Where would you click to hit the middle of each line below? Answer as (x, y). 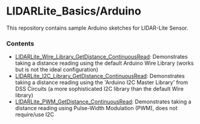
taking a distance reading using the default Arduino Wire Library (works (104, 63)
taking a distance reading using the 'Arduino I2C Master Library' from (102, 82)
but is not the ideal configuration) (57, 70)
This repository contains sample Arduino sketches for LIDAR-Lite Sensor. (97, 28)
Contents (20, 44)
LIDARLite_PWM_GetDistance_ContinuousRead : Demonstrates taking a (103, 102)
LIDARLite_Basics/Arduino (74, 11)
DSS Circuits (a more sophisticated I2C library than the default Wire (99, 89)
